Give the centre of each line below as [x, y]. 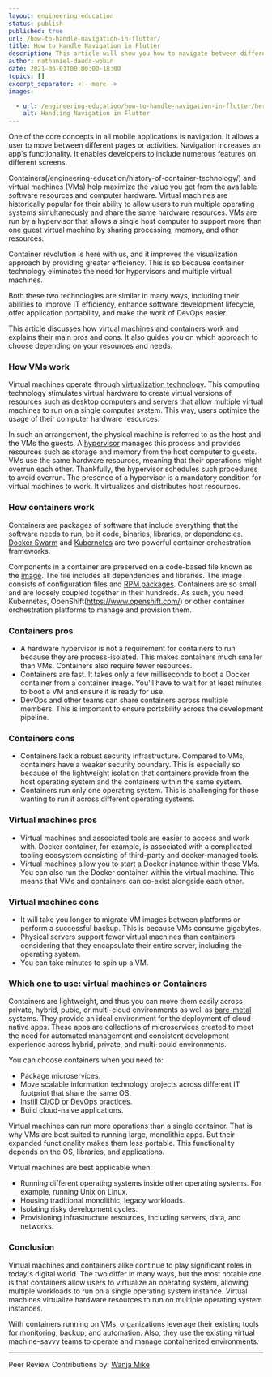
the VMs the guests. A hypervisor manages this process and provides [125, 444]
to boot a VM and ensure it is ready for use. [92, 692]
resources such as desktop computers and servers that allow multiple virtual [136, 401]
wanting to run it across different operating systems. [108, 799]
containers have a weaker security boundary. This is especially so [130, 765]
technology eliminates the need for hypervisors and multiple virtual [120, 272]
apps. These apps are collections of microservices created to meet [142, 1027]
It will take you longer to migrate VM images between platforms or [130, 919]
